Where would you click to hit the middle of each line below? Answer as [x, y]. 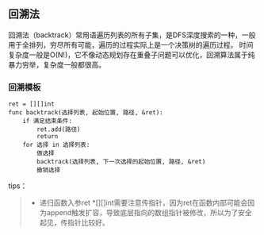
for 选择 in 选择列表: [56, 145]
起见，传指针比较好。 [74, 223]
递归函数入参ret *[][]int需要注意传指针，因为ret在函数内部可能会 [143, 203]
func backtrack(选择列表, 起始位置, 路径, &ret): [86, 113]
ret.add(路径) [59, 129]
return [48, 137]
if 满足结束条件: [48, 121]
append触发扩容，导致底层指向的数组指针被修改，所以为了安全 [149, 213]
